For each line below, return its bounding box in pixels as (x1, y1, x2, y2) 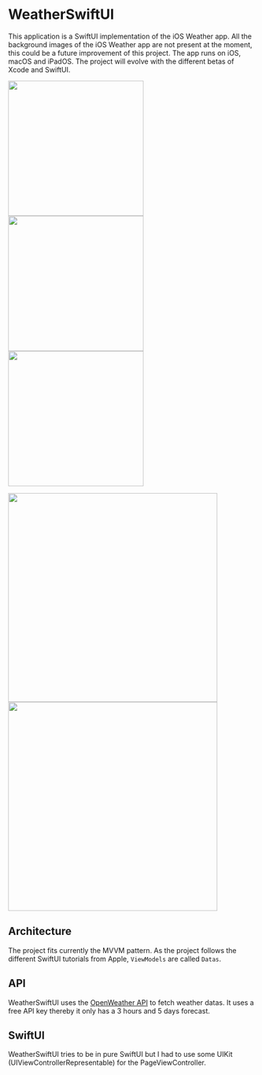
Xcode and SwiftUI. (8, 64, 71, 74)
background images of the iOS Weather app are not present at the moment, (8, 39, 253, 49)
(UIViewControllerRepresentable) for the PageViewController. (8, 1058, 206, 1067)
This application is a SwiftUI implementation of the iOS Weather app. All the (8, 31, 253, 41)
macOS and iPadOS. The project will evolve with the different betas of (8, 57, 234, 66)
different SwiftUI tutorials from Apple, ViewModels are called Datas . (8, 954, 222, 963)
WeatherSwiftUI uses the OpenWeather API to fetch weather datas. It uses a (8, 997, 254, 1007)
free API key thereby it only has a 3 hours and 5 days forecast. (8, 1006, 211, 1015)
